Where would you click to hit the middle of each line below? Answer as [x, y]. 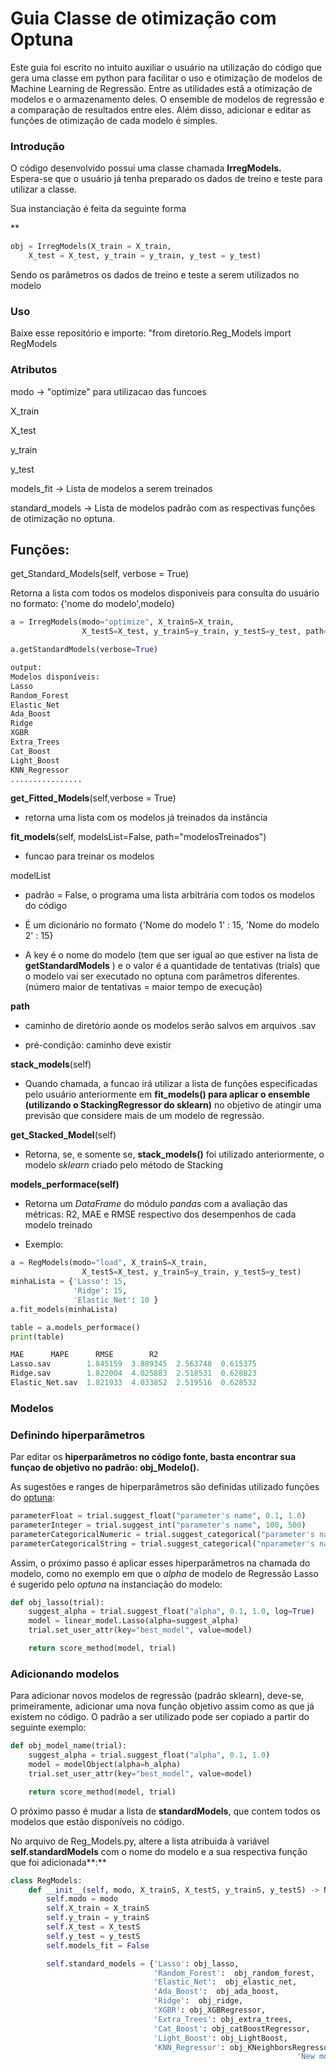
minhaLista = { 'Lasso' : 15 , [69, 1282]
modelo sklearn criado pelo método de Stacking [124, 1165]
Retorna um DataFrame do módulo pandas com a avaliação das [156, 1204]
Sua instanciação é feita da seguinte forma [98, 209]
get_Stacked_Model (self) [63, 1135]
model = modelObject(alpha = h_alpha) [105, 1765]
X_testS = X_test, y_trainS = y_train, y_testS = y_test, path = [205, 632]
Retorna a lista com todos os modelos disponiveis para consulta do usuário [165, 593]
